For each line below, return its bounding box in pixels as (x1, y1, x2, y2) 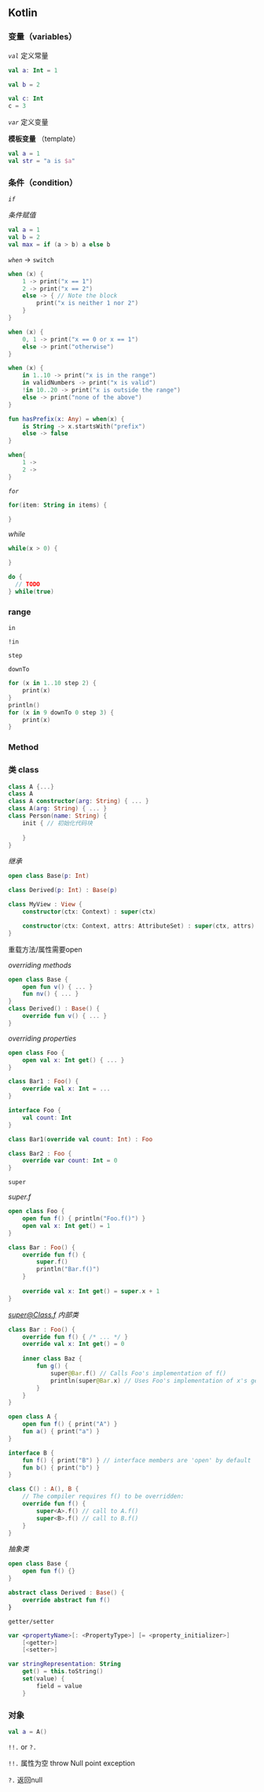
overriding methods (8, 960, 72, 970)
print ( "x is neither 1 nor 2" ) (36, 299, 139, 308)
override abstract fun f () (22, 1596, 111, 1604)
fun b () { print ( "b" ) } (22, 1463, 101, 1472)
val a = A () (8, 1727, 47, 1735)
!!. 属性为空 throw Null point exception (8, 1758, 136, 1768)
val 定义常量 (8, 50, 49, 60)
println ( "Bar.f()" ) (36, 1266, 101, 1274)
